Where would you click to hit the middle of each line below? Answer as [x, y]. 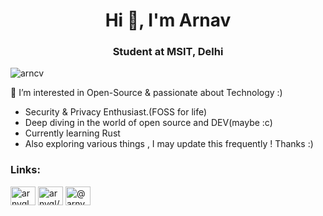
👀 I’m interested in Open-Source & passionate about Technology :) [146, 93]
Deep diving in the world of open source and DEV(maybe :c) [148, 123]
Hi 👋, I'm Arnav [168, 20]
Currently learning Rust [72, 133]
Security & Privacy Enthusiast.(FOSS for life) [116, 112]
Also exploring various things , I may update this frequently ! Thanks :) [169, 144]
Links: [25, 170]
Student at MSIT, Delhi [168, 52]
